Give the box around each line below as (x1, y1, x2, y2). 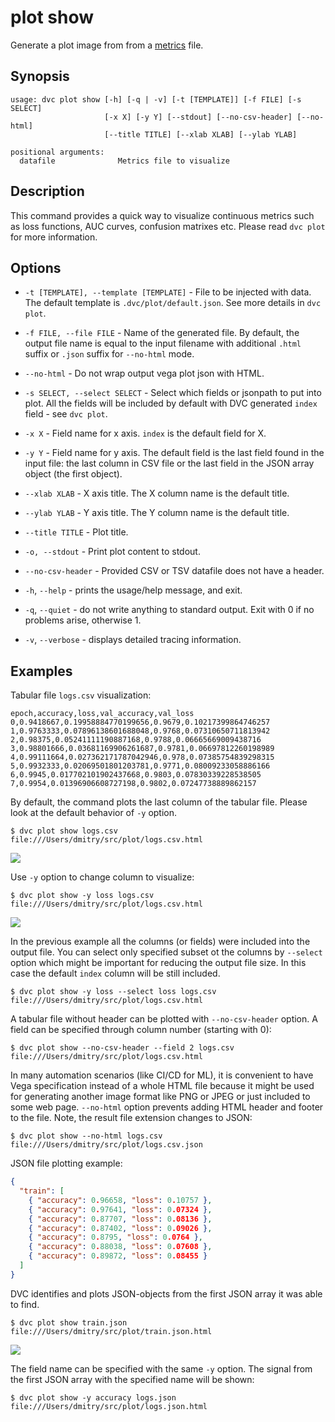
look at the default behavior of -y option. (10, 807, 178, 819)
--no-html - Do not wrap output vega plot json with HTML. (24, 367, 265, 380)
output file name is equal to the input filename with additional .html (24, 337, 302, 350)
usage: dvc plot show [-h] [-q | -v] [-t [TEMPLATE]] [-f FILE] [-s (10, 94, 302, 105)
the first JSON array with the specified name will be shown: (10, 1373, 255, 1385)
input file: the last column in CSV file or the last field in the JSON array (24, 457, 315, 470)
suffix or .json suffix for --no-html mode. (24, 348, 195, 360)
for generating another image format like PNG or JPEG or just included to (10, 1091, 311, 1103)
